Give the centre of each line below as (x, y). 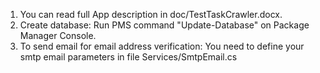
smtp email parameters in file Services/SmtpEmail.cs (128, 57)
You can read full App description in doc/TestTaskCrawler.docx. (151, 14)
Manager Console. (58, 35)
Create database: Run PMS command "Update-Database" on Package (164, 25)
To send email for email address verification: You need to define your (162, 46)
